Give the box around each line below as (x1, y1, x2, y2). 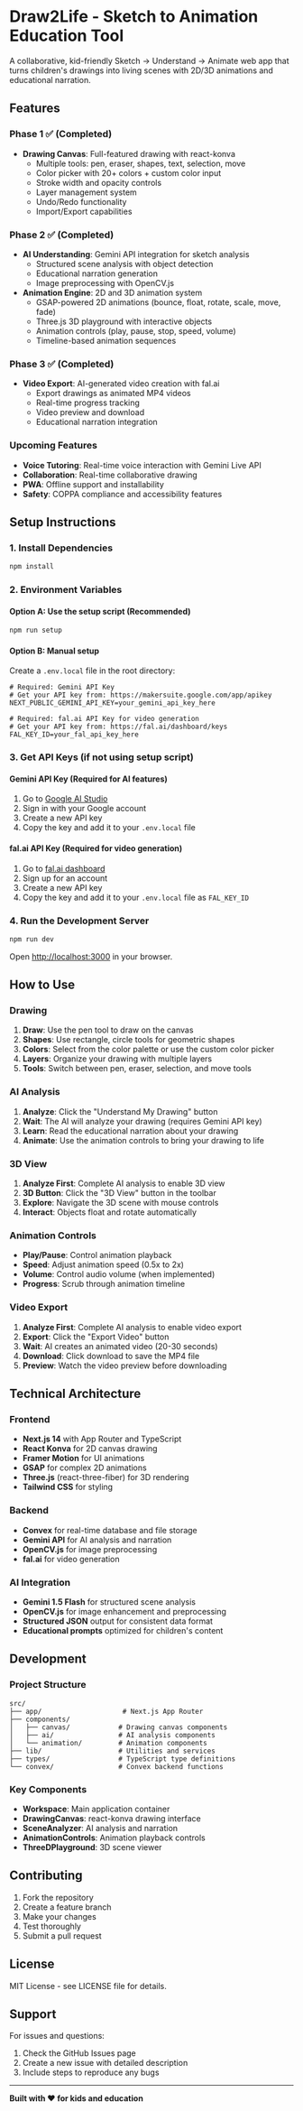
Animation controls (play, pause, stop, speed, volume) (35, 325, 236, 336)
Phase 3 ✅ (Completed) (9, 357, 115, 370)
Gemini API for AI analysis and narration (22, 1534, 172, 1545)
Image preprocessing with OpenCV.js (35, 277, 174, 288)
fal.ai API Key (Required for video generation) (9, 843, 183, 854)
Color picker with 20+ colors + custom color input (35, 167, 222, 178)
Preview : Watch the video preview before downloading (22, 1360, 227, 1371)
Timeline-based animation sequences (35, 335, 177, 346)
